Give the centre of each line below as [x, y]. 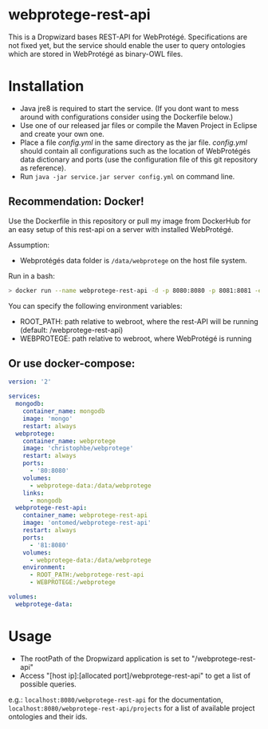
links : [33, 493]
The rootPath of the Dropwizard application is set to [104, 659]
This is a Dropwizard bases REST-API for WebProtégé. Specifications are [128, 37]
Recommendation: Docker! [77, 202]
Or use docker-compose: [72, 363]
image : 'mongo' [48, 419]
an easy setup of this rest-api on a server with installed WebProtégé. [121, 229]
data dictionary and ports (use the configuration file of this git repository [138, 159]
